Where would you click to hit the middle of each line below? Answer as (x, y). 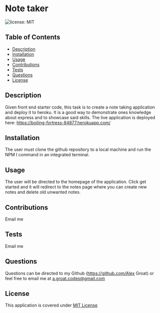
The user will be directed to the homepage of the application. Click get (76, 182)
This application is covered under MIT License (51, 305)
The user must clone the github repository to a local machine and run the (78, 149)
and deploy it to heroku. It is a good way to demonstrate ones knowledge (78, 112)
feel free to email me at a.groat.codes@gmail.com (55, 278)
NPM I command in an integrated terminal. (47, 155)
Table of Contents (33, 37)
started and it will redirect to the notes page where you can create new (76, 187)
